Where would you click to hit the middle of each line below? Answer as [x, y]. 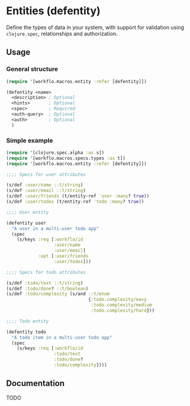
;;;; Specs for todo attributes [46, 272]
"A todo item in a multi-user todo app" [62, 337]
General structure [32, 69]
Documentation [36, 383]
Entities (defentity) [53, 11]
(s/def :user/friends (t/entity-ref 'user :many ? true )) [78, 196]
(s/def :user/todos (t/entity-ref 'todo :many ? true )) [75, 202]
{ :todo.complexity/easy [117, 300]
